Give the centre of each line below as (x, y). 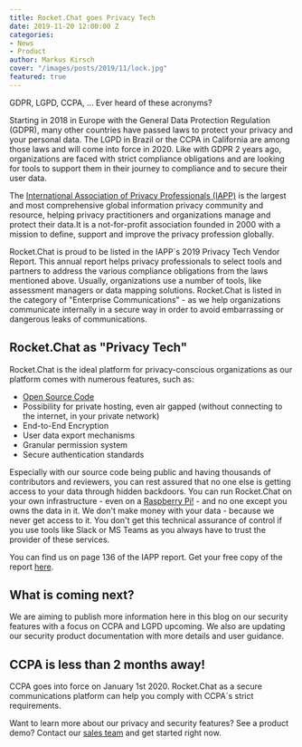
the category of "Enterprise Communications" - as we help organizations (145, 299)
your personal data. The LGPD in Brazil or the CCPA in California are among (150, 139)
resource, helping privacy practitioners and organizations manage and (140, 215)
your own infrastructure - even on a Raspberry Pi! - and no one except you (148, 500)
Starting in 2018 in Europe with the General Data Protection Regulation (140, 120)
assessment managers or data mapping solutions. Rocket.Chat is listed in (146, 290)
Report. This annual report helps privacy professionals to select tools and (146, 261)
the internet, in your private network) (91, 416)
